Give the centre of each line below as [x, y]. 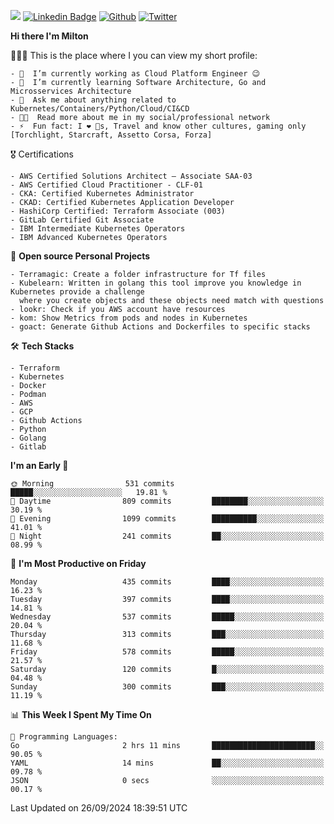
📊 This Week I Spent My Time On [81, 714]
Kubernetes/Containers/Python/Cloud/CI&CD [100, 109]
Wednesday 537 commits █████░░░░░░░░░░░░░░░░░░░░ [167, 617]
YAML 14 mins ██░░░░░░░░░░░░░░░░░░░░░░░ [167, 763]
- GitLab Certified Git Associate [82, 220]
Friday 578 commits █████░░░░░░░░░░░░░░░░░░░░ [167, 652]
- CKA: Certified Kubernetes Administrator [102, 194]
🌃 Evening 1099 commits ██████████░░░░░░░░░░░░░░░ [167, 519]
